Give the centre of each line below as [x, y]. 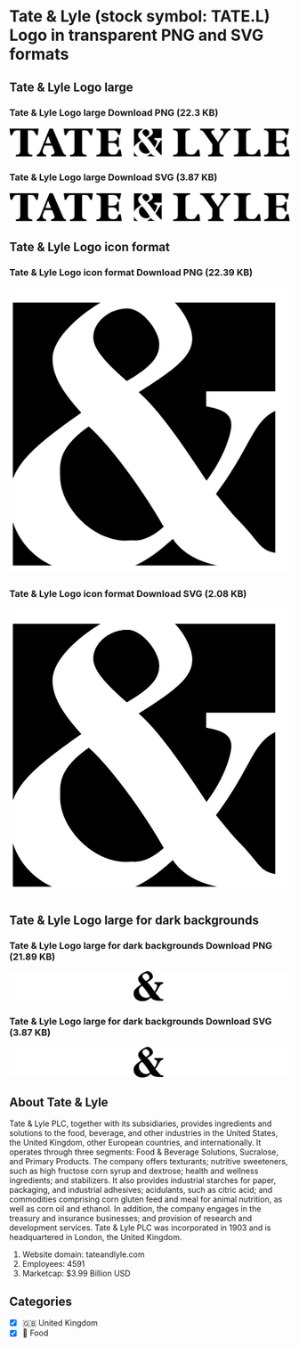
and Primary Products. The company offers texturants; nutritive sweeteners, [149, 1162]
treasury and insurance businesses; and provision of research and [131, 1219]
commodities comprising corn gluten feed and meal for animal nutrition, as [146, 1199]
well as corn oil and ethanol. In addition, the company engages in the [135, 1209]
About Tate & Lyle [59, 1102]
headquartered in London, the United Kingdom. [96, 1237]
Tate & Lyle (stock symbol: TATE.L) [140, 16]
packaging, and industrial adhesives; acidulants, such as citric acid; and [141, 1190]
